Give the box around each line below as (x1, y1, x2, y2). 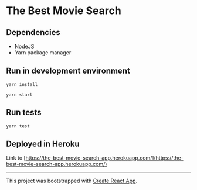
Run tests (6, 108, 42, 118)
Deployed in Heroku (6, 139, 80, 149)
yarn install (6, 81, 38, 87)
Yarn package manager (14, 49, 72, 56)
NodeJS (14, 43, 35, 50)
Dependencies (6, 27, 60, 37)
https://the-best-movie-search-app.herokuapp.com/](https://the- (25, 154, 184, 161)
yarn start (6, 92, 33, 98)
